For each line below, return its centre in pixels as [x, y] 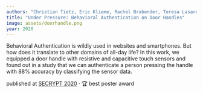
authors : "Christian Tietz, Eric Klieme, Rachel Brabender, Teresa [93, 12]
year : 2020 [20, 29]
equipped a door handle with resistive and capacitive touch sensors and [96, 59]
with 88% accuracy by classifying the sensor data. [69, 72]
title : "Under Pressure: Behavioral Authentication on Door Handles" [96, 18]
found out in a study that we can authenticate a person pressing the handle [100, 65]
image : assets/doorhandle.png [44, 23]
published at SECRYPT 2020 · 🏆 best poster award [70, 84]
